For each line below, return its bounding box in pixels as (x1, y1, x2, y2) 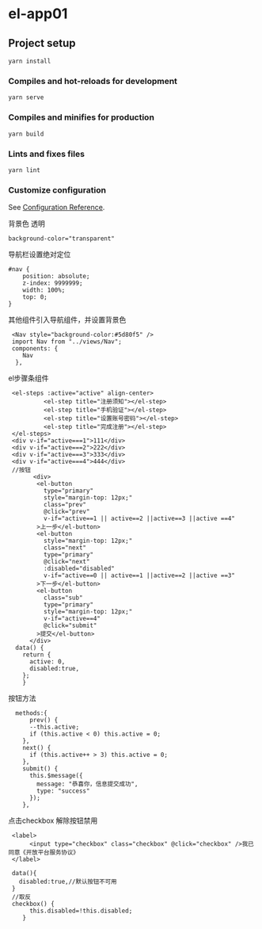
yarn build (8, 130, 44, 138)
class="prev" (43, 501, 87, 509)
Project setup (8, 36, 77, 50)
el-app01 (8, 5, 68, 23)
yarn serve (8, 94, 44, 101)
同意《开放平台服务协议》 (8, 849, 79, 857)
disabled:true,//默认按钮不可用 (18, 877, 117, 886)
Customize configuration (8, 184, 107, 195)
